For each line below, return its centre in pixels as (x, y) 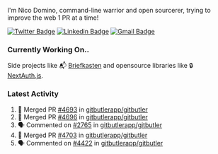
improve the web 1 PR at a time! (53, 18)
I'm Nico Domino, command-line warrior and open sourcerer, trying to (109, 10)
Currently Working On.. (48, 49)
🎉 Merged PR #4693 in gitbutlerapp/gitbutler (83, 109)
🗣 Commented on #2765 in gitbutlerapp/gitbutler (90, 125)
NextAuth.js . (25, 76)
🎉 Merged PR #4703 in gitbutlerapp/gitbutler (82, 135)
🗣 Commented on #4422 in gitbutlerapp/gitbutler (90, 143)
